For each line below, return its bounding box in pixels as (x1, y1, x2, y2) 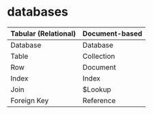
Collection (82, 51, 115, 61)
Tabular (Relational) (10, 29, 76, 38)
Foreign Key (10, 96, 49, 105)
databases (7, 4, 68, 20)
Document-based (82, 29, 142, 38)
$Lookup (82, 85, 111, 94)
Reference (82, 96, 116, 105)
